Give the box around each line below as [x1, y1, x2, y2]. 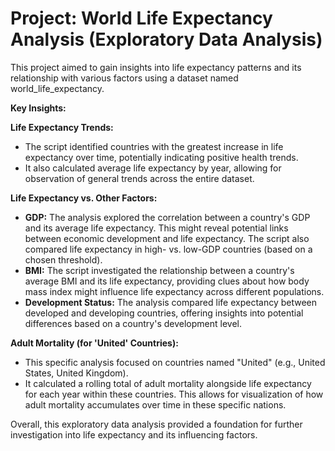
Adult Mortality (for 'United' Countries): [10, 337, 179, 349]
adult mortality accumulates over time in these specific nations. [24, 398, 287, 411]
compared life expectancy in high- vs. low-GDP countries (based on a [24, 243, 313, 255]
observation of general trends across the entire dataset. [24, 172, 255, 184]
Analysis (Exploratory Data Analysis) [10, 28, 323, 51]
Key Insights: [10, 102, 67, 114]
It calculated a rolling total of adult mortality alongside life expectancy [24, 377, 312, 389]
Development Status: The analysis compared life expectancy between [24, 296, 318, 308]
